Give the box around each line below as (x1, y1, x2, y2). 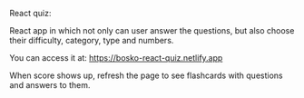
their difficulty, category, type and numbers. (9, 35, 174, 45)
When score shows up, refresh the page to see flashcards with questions (9, 70, 283, 81)
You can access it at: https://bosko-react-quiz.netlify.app (9, 53, 223, 63)
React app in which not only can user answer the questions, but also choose (9, 25, 295, 35)
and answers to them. (9, 80, 91, 90)
